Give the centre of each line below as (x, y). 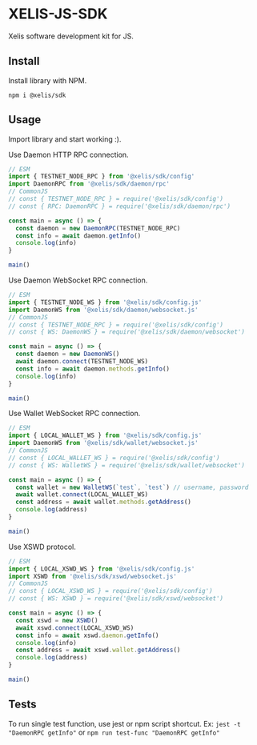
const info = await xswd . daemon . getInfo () (87, 635)
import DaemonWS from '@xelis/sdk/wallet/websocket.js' (103, 443)
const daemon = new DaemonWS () (68, 354)
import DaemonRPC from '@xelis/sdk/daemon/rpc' (89, 184)
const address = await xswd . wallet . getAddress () (98, 650)
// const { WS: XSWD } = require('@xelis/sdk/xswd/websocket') (116, 599)
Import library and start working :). (65, 139)
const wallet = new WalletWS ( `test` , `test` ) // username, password (132, 487)
